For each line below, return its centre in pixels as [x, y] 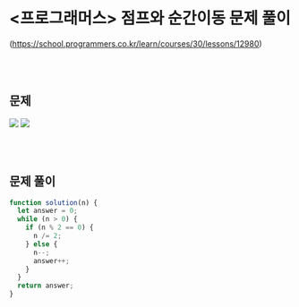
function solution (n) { [54, 202]
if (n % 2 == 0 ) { [60, 228]
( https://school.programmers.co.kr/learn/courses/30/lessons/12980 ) [136, 43]
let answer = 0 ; [47, 211]
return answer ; [46, 286]
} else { [42, 244]
